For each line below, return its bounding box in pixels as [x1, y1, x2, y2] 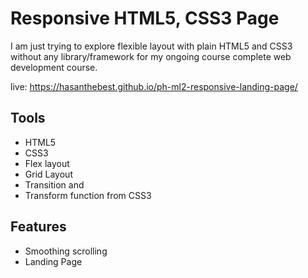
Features [10, 218, 67, 236]
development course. [10, 61, 98, 73]
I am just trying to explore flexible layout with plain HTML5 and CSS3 [10, 40, 293, 52]
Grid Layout [24, 168, 73, 180]
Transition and [24, 178, 85, 191]
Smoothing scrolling [24, 245, 108, 257]
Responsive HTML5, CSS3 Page [10, 7, 280, 30]
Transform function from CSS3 [24, 189, 152, 201]
